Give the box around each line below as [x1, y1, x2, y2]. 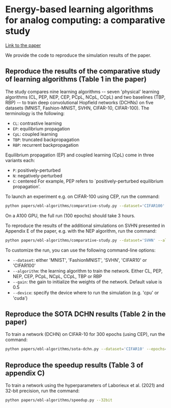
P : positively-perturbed [12, 167, 61, 173]
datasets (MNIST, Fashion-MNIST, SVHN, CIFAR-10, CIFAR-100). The [5, 105, 149, 111]
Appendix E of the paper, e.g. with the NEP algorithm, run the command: [5, 228, 157, 234]
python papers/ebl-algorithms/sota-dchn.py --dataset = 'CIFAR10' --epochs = [5, 347, 167, 352]
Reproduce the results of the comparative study [5, 67, 160, 76]
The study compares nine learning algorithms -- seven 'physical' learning [5, 88, 159, 95]
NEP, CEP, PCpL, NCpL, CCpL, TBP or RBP [12, 273, 102, 279]
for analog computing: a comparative [5, 14, 165, 26]
